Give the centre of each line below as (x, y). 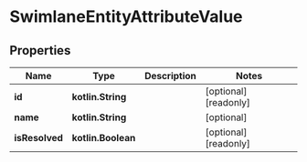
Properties (40, 51)
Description (170, 76)
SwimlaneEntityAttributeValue (127, 17)
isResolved (39, 138)
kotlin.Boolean (104, 138)
